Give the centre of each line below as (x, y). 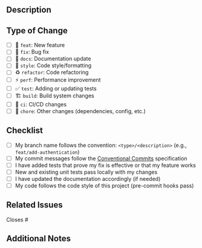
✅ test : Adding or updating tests (56, 88)
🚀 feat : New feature (40, 45)
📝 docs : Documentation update (53, 59)
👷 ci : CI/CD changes (41, 104)
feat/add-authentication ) (47, 152)
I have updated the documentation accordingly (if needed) (88, 178)
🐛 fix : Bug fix (32, 52)
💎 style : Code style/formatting (53, 65)
